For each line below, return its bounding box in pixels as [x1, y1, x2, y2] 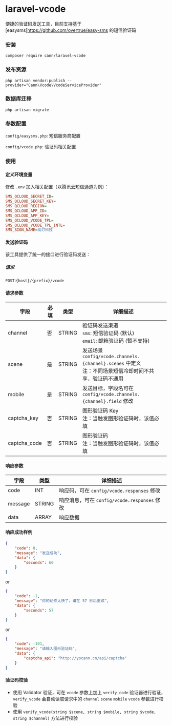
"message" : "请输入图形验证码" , [14, 646, 78, 652]
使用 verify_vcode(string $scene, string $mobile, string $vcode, [12, 709, 156, 715]
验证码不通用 [92, 375, 124, 382]
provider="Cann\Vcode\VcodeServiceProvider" [5, 83, 102, 88]
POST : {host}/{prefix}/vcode [5, 278, 64, 284]
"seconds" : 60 [24, 560, 54, 565]
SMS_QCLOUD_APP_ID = [5, 208, 47, 213]
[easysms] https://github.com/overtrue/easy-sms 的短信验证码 [5, 27, 137, 33]
